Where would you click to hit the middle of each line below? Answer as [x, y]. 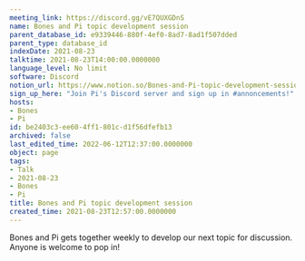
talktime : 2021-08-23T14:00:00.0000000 [85, 60]
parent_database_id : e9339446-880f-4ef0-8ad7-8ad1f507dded [123, 34]
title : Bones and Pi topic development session [101, 203]
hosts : [22, 102]
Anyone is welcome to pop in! [65, 246]
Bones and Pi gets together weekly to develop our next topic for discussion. [151, 237]
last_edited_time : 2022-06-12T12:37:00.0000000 [101, 144]
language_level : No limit [58, 69]
